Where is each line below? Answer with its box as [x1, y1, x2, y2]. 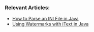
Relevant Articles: [5, 4, 50, 11]
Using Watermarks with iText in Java [12, 21, 89, 27]
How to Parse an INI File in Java [12, 16, 79, 22]
